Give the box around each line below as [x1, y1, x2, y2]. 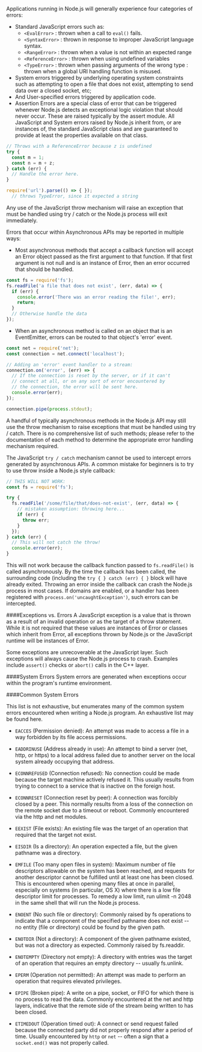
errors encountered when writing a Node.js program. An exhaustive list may [6, 709, 194, 716]
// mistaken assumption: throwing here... [17, 506, 125, 512]
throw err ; [22, 517, 50, 523]
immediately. [6, 216, 38, 224]
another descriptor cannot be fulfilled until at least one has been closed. [14, 874, 194, 881]
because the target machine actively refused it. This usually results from [14, 776, 194, 783]
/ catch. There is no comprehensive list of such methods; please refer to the [6, 430, 194, 437]
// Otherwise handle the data [11, 311, 87, 317]
